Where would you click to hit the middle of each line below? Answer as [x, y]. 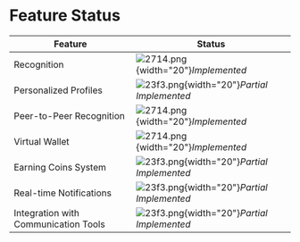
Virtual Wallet [42, 141]
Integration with [47, 213]
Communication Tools [59, 224]
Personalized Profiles [58, 90]
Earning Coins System [60, 167]
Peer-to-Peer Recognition [69, 115]
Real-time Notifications [62, 193]
